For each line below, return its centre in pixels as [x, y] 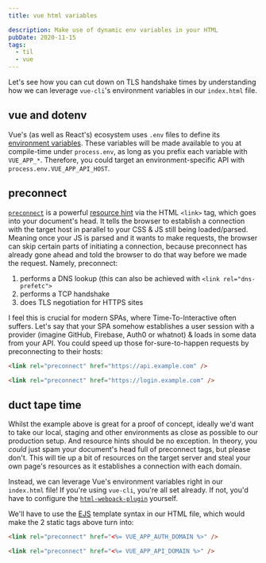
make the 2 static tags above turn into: [71, 523]
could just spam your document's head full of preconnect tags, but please [129, 449]
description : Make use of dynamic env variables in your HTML [113, 30]
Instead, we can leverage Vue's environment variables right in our [116, 482]
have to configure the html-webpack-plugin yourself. [93, 499]
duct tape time [45, 405]
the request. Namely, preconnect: [63, 263]
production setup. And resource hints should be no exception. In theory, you [133, 441]
